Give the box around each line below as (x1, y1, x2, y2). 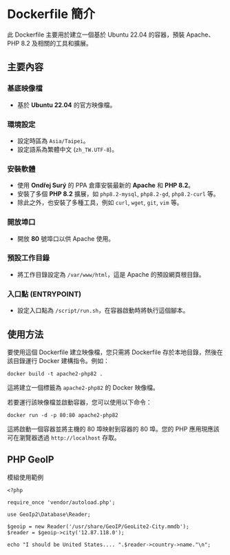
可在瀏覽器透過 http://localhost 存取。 (7, 433, 121, 442)
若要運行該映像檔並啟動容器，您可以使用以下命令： (7, 398, 152, 406)
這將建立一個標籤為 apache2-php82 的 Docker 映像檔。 (7, 383, 160, 391)
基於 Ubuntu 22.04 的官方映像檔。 (17, 101, 116, 109)
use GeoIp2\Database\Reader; (7, 511, 91, 518)
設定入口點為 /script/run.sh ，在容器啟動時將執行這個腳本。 (17, 306, 189, 315)
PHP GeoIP (7, 454, 54, 466)
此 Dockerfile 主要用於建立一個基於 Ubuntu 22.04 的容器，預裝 (7, 30, 185, 39)
